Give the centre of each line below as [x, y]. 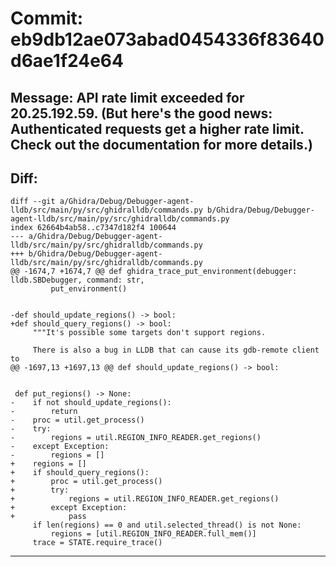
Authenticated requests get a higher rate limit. [157, 128]
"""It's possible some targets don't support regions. [149, 333]
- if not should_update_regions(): [91, 403]
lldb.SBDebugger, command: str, [77, 280]
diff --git [33, 202]
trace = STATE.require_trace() [97, 543]
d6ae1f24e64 [67, 61]
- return [44, 412]
